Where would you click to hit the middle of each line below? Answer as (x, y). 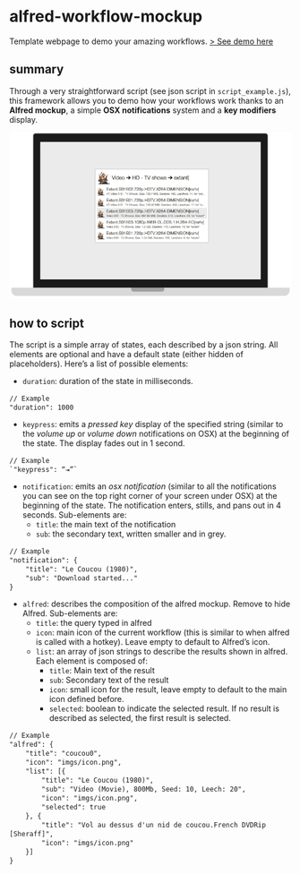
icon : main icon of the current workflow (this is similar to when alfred (163, 632)
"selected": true (73, 807)
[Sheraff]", (31, 834)
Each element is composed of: (92, 661)
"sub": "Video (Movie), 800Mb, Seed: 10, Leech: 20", (144, 789)
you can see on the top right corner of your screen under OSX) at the (150, 495)
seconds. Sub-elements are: (74, 514)
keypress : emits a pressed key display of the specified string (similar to (153, 424)
